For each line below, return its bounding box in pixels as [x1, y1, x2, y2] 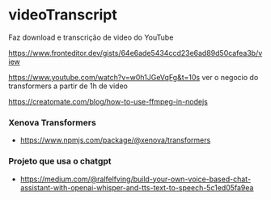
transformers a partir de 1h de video [8, 81, 128, 91]
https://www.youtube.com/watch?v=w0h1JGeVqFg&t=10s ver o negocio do [8, 72, 259, 82]
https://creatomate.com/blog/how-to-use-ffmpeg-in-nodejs [8, 96, 208, 106]
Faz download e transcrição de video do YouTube [8, 32, 174, 42]
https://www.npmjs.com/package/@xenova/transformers [19, 135, 211, 145]
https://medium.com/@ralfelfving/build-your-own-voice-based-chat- [19, 174, 252, 184]
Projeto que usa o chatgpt [8, 155, 112, 167]
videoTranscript [8, 6, 117, 24]
